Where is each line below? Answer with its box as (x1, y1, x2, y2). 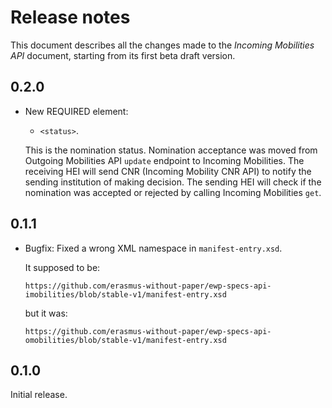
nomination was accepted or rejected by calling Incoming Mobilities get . (24, 186, 322, 198)
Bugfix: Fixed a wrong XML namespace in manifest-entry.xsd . (24, 242, 283, 254)
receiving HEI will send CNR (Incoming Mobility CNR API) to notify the (24, 165, 312, 177)
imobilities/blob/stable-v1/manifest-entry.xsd (24, 289, 227, 300)
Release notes (10, 6, 131, 29)
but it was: (24, 307, 68, 319)
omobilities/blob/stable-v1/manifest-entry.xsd (24, 335, 227, 345)
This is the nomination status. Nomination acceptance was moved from (24, 144, 318, 156)
